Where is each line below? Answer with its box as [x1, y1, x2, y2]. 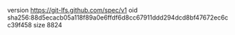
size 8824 [33, 21, 62, 29]
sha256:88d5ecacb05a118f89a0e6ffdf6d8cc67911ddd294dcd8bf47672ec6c [7, 13, 229, 22]
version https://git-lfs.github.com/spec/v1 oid [7, 6, 138, 14]
